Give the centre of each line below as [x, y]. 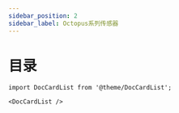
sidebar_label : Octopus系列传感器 [64, 23]
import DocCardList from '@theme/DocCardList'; [90, 88]
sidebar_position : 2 [43, 16]
